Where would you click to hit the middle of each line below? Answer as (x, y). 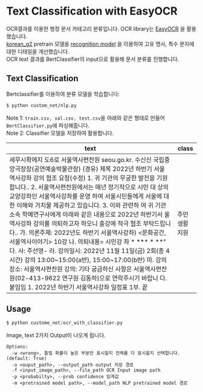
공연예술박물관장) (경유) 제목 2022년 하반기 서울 (99, 169)
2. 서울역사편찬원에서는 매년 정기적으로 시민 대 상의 (100, 187)
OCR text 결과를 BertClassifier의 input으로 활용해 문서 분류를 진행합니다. (93, 59)
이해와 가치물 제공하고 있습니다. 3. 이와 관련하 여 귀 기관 (92, 205)
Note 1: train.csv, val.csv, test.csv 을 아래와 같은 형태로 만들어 (85, 118)
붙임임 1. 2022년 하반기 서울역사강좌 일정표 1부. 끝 (79, 287)
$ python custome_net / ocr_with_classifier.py (64, 323)
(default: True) (27, 359)
